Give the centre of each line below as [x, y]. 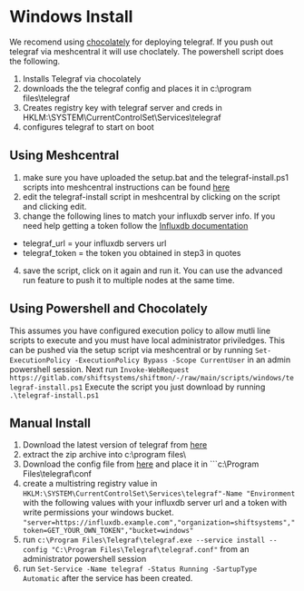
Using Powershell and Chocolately [109, 309]
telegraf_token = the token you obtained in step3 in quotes [132, 252]
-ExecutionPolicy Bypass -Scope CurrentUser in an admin [182, 360]
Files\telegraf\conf [57, 474]
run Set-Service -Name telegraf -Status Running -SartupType [140, 568]
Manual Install [50, 423]
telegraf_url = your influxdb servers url [94, 243]
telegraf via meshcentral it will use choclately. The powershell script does [147, 51]
